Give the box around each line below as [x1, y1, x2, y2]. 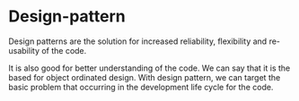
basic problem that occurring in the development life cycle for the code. [8, 81, 274, 92]
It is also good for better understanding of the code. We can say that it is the [8, 63, 291, 73]
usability [8, 45, 40, 55]
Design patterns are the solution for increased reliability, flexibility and [8, 36, 268, 46]
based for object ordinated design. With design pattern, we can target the [8, 72, 281, 82]
